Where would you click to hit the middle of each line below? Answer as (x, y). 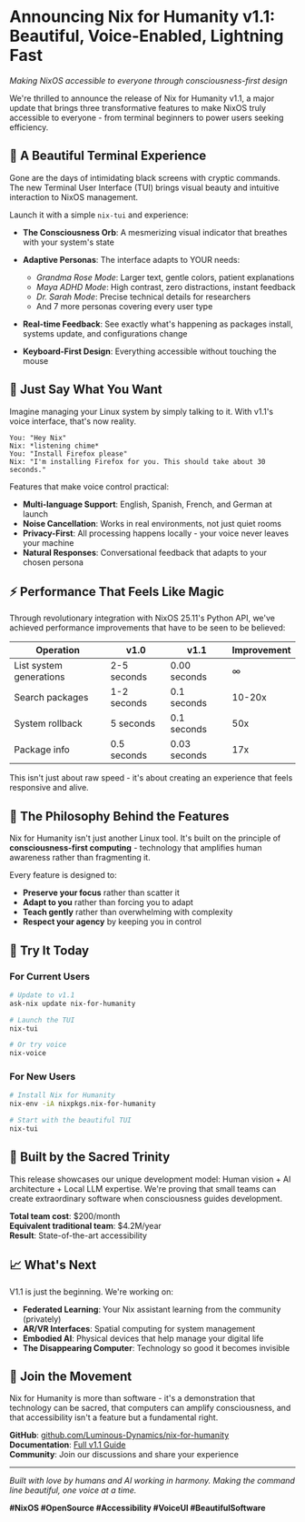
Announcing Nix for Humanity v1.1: (142, 17)
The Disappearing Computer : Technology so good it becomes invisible (156, 1347)
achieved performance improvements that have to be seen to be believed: (148, 628)
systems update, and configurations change (105, 333)
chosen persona (53, 562)
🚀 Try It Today (49, 950)
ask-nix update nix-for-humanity (73, 1003)
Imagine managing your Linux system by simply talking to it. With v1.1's (142, 411)
